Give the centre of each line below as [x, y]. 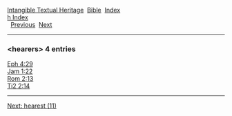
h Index [18, 17]
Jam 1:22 [20, 71]
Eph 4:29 [20, 64]
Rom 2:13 [20, 79]
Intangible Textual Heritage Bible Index [64, 10]
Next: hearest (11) [32, 106]
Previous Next [31, 25]
